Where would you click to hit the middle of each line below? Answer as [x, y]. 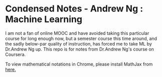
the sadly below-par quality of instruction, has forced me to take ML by [78, 43]
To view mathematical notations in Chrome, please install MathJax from [79, 64]
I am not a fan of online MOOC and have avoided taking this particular [77, 33]
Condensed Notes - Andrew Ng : [74, 9]
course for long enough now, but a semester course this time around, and [81, 38]
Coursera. [16, 54]
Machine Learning [44, 19]
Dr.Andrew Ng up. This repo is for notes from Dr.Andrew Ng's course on [80, 49]
